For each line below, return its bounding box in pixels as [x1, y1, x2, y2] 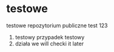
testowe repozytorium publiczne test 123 [6, 22, 108, 29]
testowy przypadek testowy [15, 33, 85, 41]
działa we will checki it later [15, 40, 84, 47]
